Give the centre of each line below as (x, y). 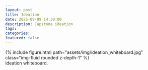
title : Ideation (22, 15)
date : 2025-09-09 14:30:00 (33, 19)
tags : (11, 29)
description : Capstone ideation (39, 24)
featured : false (22, 38)
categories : (18, 33)
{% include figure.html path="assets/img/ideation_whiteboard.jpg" (74, 52)
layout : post (19, 10)
